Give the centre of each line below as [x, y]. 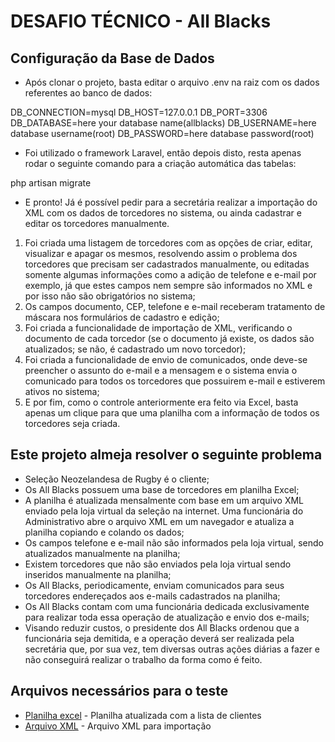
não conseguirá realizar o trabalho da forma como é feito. [143, 659]
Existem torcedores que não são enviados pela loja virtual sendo [158, 564]
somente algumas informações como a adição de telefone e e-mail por [170, 274]
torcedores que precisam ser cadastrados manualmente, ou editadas [167, 264]
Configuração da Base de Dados [112, 58]
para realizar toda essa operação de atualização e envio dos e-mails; [167, 617]
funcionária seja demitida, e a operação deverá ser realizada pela [159, 638]
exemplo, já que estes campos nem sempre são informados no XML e [168, 285]
